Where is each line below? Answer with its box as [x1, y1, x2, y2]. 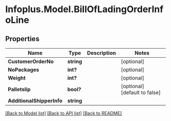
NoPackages [8, 66, 40, 73]
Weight [8, 74, 26, 82]
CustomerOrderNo [8, 58, 54, 65]
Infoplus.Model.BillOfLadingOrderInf [5, 4, 164, 15]
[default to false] [121, 89, 161, 96]
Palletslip [8, 86, 31, 93]
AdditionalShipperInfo [8, 97, 63, 104]
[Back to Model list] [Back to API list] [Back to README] [5, 110, 122, 116]
